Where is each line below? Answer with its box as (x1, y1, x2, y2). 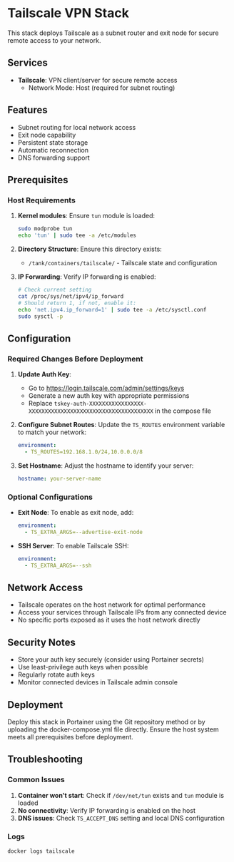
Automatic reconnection (17, 145, 89, 154)
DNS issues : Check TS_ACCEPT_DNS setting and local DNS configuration (17, 814, 225, 822)
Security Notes (7, 636, 76, 648)
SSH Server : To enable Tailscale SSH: (17, 541, 130, 550)
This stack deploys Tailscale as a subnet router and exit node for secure (7, 29, 219, 37)
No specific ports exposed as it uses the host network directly (17, 615, 201, 625)
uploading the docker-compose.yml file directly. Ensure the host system (7, 725, 219, 734)
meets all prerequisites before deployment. (7, 732, 133, 741)
